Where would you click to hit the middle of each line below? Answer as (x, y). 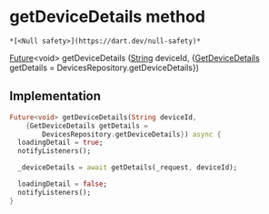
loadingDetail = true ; (60, 143)
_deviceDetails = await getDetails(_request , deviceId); (128, 168)
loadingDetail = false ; (62, 184)
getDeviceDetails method (108, 17)
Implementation (55, 96)
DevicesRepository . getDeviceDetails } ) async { (132, 134)
